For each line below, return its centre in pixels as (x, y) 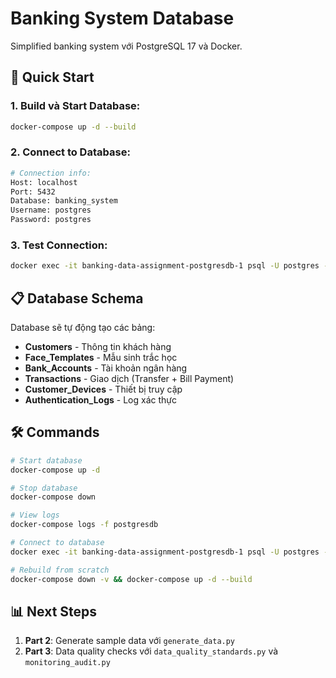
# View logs (35, 515)
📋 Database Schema (77, 298)
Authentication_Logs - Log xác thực (100, 400)
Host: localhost (44, 182)
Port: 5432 (33, 192)
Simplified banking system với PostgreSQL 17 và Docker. (126, 46)
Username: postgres (51, 210)
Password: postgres (51, 220)
